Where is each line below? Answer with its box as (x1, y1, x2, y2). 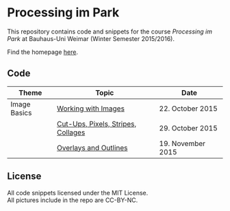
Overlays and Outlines (57, 143, 128, 152)
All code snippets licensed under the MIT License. (7, 188, 149, 197)
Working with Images (57, 104, 125, 113)
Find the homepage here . (7, 48, 79, 56)
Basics (10, 108, 32, 117)
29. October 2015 (159, 123, 218, 132)
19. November (159, 139, 206, 148)
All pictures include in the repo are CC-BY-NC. (7, 196, 138, 204)
